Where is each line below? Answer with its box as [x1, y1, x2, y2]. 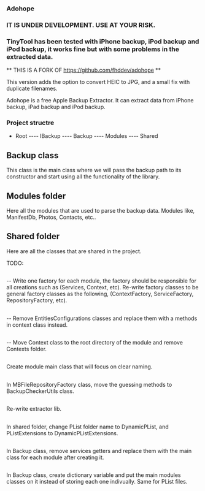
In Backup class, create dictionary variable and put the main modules [6, 471, 181, 479]
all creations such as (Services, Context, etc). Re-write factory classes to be [6, 284, 199, 291]
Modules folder [6, 191, 66, 201]
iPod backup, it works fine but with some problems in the [6, 45, 179, 53]
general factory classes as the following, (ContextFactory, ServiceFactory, [6, 290, 194, 298]
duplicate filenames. [6, 85, 58, 93]
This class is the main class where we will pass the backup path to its [6, 167, 182, 174]
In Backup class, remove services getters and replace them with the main [6, 447, 192, 454]
